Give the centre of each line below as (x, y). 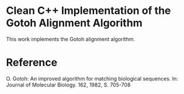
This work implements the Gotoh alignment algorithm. (71, 39)
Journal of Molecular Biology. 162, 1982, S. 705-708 (68, 85)
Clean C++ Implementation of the (88, 11)
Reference (32, 63)
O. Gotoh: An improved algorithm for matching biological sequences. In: (92, 78)
